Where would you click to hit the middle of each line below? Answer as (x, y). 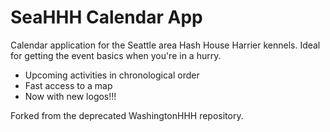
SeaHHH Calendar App (106, 17)
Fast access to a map (68, 85)
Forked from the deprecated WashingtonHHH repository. (127, 115)
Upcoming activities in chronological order (112, 75)
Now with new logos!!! (70, 96)
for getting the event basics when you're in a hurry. (116, 55)
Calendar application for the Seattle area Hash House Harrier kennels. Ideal (165, 45)
